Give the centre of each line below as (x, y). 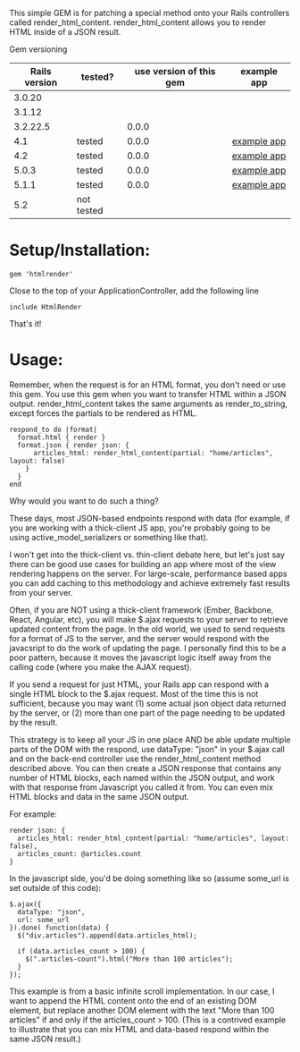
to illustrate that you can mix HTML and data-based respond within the (139, 1029)
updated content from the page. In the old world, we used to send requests (147, 629)
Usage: (37, 360)
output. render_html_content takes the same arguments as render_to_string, (149, 403)
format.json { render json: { (73, 445)
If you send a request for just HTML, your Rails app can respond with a (139, 684)
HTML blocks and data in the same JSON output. (99, 796)
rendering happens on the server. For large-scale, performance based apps (148, 573)
